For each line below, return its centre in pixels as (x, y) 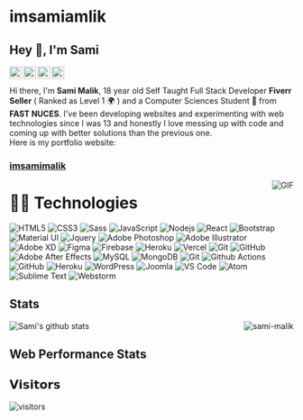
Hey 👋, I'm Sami (54, 50)
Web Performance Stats (78, 355)
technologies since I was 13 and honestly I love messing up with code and (147, 123)
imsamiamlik (58, 17)
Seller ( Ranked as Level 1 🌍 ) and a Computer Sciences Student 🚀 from (143, 100)
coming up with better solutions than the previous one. (111, 133)
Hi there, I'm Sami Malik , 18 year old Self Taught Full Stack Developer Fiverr (151, 91)
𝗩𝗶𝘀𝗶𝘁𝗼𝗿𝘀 (35, 385)
